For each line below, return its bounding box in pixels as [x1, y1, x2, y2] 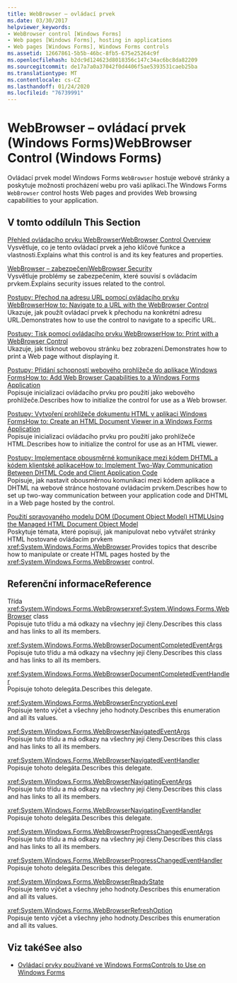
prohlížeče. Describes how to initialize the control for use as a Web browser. [7, 395, 228, 404]
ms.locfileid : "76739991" [7, 89, 83, 96]
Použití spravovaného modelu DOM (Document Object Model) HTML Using [7, 512, 224, 521]
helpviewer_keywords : [7, 23, 71, 30]
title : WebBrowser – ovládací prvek [7, 10, 115, 18]
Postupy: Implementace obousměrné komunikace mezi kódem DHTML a [7, 453, 218, 461]
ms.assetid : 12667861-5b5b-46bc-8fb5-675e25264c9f [7, 50, 160, 57]
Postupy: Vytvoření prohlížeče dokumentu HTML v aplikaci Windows [7, 409, 207, 418]
